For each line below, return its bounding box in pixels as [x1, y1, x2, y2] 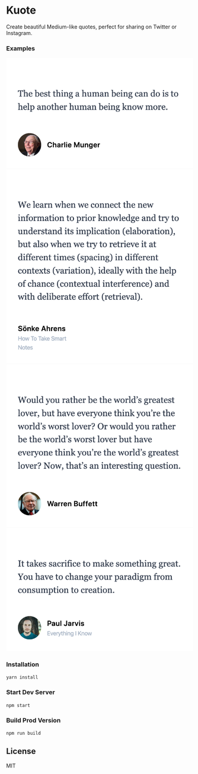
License [6, 746, 36, 756]
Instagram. [6, 29, 33, 36]
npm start [6, 702, 31, 708]
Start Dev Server [6, 688, 55, 696]
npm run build [6, 730, 41, 737]
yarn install [6, 674, 39, 680]
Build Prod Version [6, 716, 61, 724]
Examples [6, 44, 36, 52]
